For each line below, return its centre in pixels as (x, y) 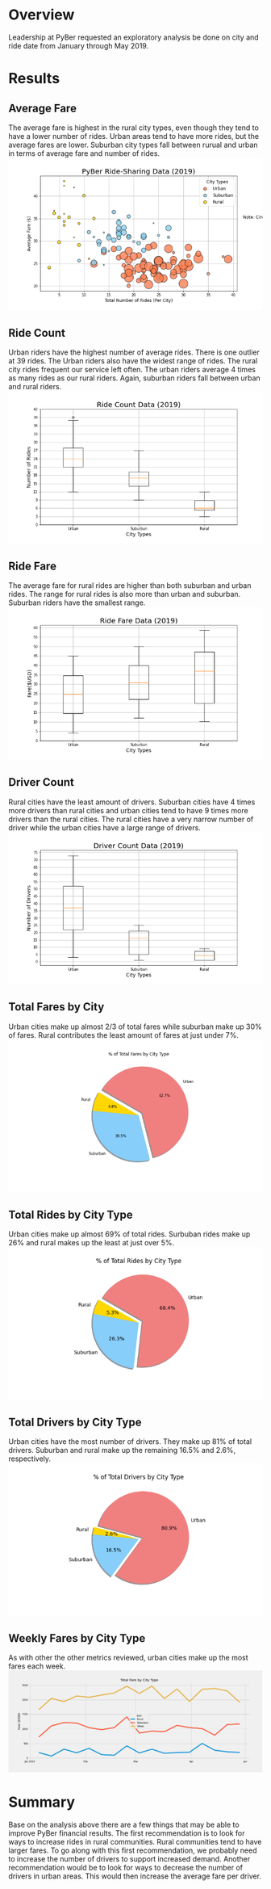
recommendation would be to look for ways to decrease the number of (126, 1867)
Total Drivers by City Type (75, 1422)
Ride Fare (32, 566)
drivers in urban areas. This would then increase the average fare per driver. (135, 1876)
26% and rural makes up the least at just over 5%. (92, 1242)
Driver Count (41, 782)
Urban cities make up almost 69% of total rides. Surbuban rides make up (129, 1234)
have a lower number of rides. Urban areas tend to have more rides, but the (134, 136)
